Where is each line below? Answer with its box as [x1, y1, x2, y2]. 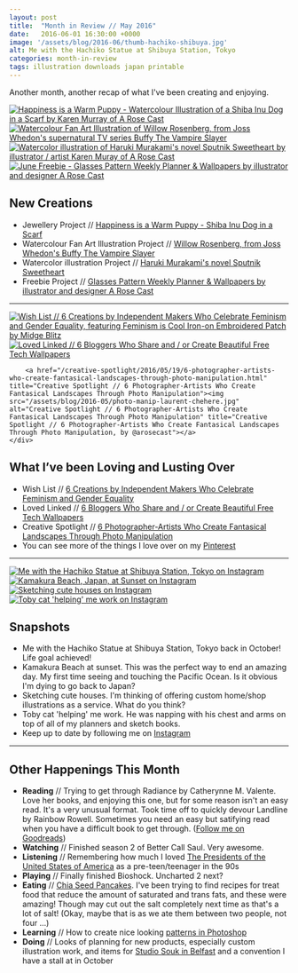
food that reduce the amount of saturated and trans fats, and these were [21, 890, 286, 900]
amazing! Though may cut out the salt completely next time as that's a [21, 898, 279, 910]
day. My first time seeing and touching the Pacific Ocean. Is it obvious [21, 671, 278, 682]
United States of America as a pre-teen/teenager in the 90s [21, 861, 239, 872]
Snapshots [9, 619, 71, 635]
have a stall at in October [21, 955, 114, 966]
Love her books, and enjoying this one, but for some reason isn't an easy [21, 795, 288, 806]
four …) [21, 918, 50, 929]
